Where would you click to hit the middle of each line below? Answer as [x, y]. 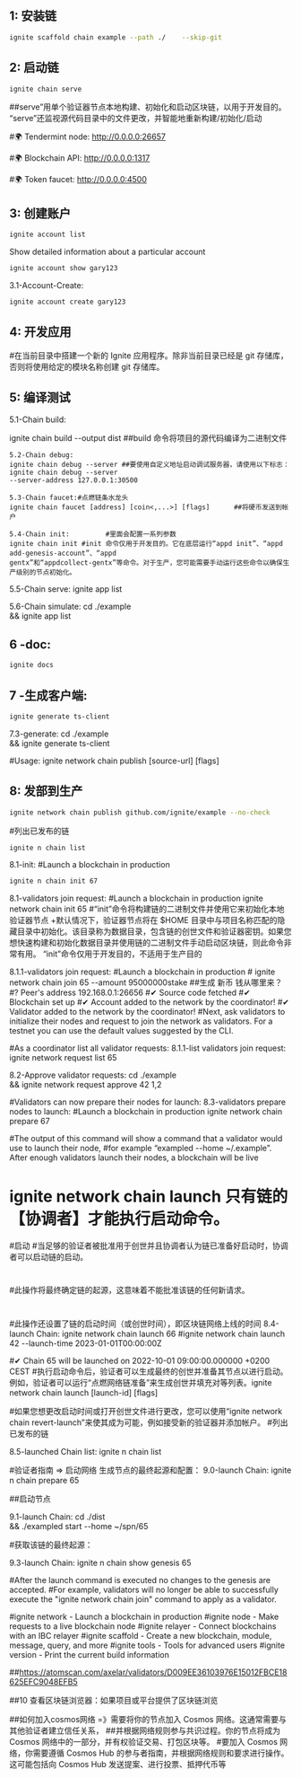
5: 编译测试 [40, 398]
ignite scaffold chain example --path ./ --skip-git [116, 37]
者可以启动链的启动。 [48, 1257]
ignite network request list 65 [63, 1058]
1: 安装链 [33, 16]
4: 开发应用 [40, 332]
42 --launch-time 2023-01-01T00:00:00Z [86, 1343]
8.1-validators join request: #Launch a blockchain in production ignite [137, 898]
